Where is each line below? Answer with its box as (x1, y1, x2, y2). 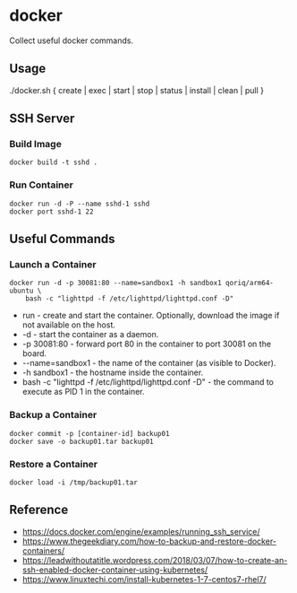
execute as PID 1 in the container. (21, 387, 145, 397)
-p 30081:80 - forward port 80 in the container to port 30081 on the (21, 338, 271, 350)
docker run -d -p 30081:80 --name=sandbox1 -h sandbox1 (9, 279, 222, 288)
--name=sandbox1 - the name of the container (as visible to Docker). (21, 358, 276, 369)
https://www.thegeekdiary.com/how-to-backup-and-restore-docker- (21, 536, 277, 546)
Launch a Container (9, 258, 97, 271)
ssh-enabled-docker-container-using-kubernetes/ (21, 564, 208, 575)
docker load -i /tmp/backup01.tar (9, 478, 139, 487)
